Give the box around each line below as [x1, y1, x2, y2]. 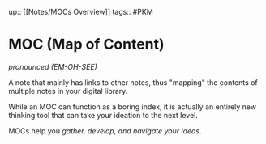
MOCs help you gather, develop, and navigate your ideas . [8, 125, 202, 136]
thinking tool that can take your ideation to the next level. [8, 110, 199, 120]
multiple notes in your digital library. [8, 86, 128, 95]
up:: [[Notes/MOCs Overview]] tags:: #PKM [8, 7, 154, 16]
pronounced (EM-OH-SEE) [8, 61, 97, 71]
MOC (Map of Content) [8, 36, 165, 53]
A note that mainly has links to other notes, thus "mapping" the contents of [8, 77, 258, 87]
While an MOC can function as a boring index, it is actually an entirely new [8, 101, 257, 112]
